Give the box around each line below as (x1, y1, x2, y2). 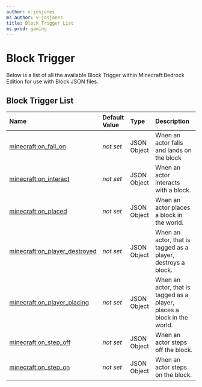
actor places (155, 203, 191, 212)
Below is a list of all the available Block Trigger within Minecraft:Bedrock (6, 72, 185, 79)
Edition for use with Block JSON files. (6, 78, 99, 85)
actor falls (155, 139, 183, 146)
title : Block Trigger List (6, 20, 74, 26)
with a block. (155, 186, 191, 194)
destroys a (155, 259, 185, 266)
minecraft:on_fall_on (9, 142, 66, 151)
